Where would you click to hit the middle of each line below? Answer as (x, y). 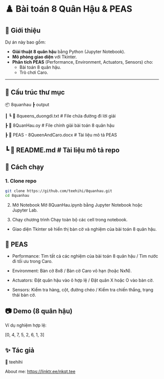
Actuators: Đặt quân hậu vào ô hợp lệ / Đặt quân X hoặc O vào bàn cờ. (83, 280)
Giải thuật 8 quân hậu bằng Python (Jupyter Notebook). (69, 52)
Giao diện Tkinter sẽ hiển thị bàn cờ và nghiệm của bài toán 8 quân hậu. (84, 229)
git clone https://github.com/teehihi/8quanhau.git (59, 191)
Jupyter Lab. (25, 210)
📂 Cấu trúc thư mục (35, 92)
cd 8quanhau (17, 195)
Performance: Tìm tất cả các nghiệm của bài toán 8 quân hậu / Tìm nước (85, 256)
